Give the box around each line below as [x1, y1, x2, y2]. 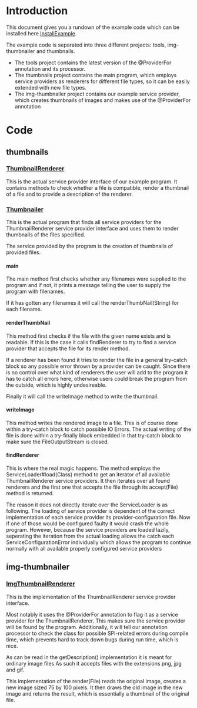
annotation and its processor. [14, 65, 86, 72]
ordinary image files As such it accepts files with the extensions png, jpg [6, 660, 182, 667]
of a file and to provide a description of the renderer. [6, 190, 133, 197]
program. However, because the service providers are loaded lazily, [6, 526, 171, 533]
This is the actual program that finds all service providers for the [6, 219, 162, 226]
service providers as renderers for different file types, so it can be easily [14, 78, 190, 85]
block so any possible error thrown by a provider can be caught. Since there [6, 363, 191, 370]
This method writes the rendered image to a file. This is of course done [6, 419, 178, 426]
